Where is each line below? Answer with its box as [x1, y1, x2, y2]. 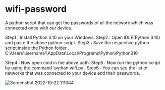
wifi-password [5, 3, 67, 15]
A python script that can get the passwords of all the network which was [5, 20, 154, 26]
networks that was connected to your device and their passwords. [5, 70, 140, 76]
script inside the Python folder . [5, 45, 69, 51]
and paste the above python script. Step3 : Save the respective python [5, 39, 150, 45]
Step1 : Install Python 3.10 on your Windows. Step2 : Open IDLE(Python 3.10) [5, 34, 160, 40]
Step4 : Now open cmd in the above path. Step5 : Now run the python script [5, 60, 160, 65]
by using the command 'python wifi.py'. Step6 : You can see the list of [5, 65, 148, 71]
